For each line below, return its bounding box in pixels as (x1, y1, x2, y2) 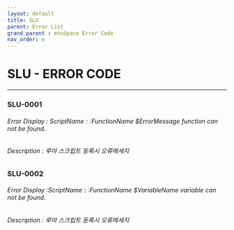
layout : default (7, 10, 54, 17)
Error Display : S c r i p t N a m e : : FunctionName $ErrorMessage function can (7, 116, 218, 125)
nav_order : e (7, 36, 45, 43)
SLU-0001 (7, 99, 42, 109)
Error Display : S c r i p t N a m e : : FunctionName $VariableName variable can (7, 186, 217, 194)
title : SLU (7, 17, 39, 24)
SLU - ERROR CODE (7, 66, 121, 82)
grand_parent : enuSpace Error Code (7, 29, 114, 37)
